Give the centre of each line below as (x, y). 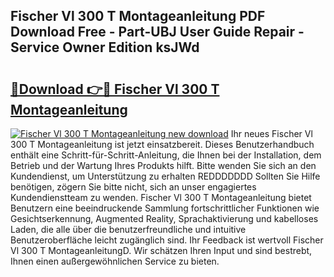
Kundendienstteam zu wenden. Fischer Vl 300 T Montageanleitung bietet (161, 197)
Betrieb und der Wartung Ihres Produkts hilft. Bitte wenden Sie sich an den (163, 165)
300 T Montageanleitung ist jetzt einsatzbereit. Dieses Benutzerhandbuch (162, 144)
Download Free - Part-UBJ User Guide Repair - (157, 32)
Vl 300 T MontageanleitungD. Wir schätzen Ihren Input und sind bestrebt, (161, 250)
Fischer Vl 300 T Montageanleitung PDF (138, 16)
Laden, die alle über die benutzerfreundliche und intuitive (128, 229)
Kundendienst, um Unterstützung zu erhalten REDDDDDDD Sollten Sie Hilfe (165, 176)
